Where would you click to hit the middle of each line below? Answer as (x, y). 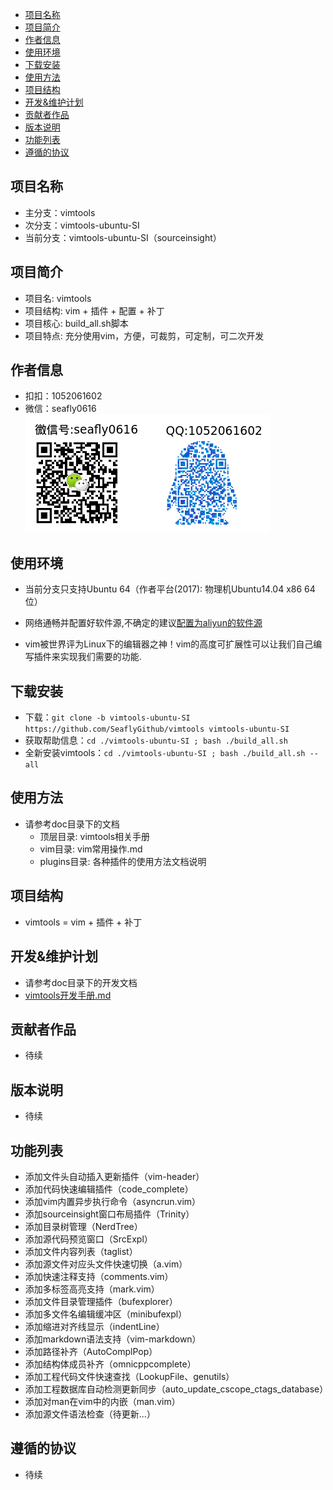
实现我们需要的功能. (100, 657)
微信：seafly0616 (60, 409)
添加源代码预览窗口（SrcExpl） (88, 1239)
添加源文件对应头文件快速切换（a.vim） (106, 1264)
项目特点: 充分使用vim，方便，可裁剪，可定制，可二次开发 (144, 335)
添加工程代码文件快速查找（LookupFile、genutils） (129, 1376)
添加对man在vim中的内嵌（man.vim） (102, 1401)
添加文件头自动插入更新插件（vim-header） (114, 1176)
